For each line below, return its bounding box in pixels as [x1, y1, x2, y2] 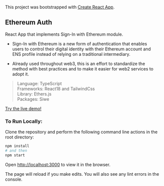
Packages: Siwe [17, 96, 49, 102]
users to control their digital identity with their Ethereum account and [12, 46, 151, 52]
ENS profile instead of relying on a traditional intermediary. [12, 51, 131, 57]
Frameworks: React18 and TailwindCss [17, 86, 95, 92]
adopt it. [12, 71, 29, 77]
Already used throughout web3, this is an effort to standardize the [12, 61, 145, 67]
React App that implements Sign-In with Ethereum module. [5, 31, 123, 37]
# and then [5, 148, 27, 153]
